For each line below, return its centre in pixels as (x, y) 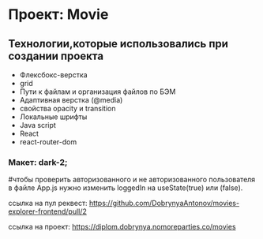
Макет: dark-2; (38, 162)
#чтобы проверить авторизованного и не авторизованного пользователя (132, 180)
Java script (38, 125)
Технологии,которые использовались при (118, 44)
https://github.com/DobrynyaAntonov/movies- (164, 204)
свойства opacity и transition (68, 108)
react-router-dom (48, 142)
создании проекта (56, 56)
